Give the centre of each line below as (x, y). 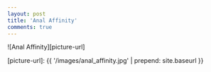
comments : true (30, 27)
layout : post (27, 14)
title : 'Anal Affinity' (43, 20)
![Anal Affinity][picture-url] (46, 47)
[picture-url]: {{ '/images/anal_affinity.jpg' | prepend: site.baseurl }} (105, 61)
